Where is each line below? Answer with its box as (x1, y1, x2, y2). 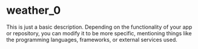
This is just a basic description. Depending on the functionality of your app (6, 23, 193, 30)
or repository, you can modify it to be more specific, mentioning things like (6, 29, 192, 36)
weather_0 (6, 4, 61, 17)
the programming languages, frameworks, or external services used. (6, 36, 177, 43)
